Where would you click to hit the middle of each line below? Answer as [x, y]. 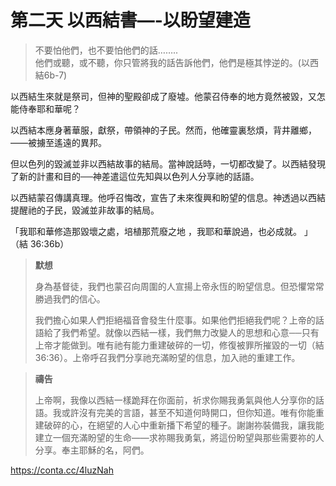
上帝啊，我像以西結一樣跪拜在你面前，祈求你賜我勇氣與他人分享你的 [175, 400]
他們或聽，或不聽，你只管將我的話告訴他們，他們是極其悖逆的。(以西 [176, 62]
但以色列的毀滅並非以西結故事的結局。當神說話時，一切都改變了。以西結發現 [168, 163]
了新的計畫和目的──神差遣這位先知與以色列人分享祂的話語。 [135, 176]
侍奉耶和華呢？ [49, 108]
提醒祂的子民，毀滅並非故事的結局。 [85, 210]
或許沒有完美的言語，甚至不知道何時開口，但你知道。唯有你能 [188, 412]
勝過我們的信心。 [70, 298]
